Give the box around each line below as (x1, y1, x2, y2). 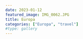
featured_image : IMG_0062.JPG (5, 12, 70, 17)
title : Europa (5, 17, 36, 22)
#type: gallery (5, 26, 38, 31)
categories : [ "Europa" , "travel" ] (5, 21, 79, 27)
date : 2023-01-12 (5, 7, 42, 13)
